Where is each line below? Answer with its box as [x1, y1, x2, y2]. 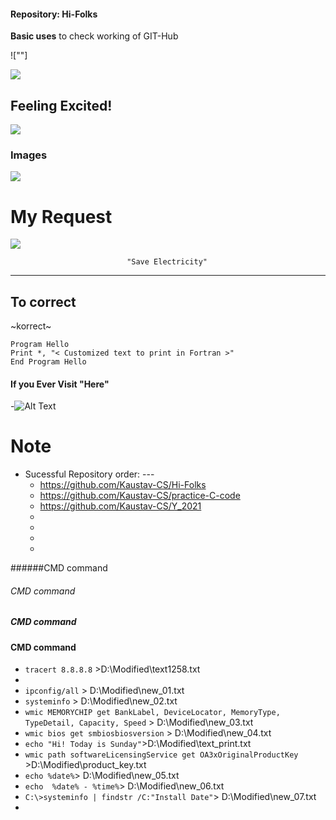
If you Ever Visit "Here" [10, 378, 110, 390]
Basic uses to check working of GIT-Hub [10, 30, 179, 42]
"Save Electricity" [126, 257, 208, 267]
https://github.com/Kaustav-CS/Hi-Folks [39, 479, 207, 491]
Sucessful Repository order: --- [24, 468, 155, 480]
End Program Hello [10, 357, 87, 367]
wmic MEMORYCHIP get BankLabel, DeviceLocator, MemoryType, [24, 708, 281, 718]
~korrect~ [10, 320, 52, 332]
